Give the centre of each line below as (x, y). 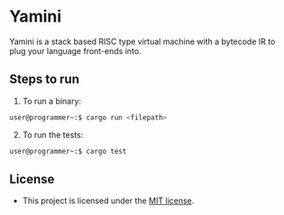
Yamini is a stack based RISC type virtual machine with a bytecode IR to (142, 41)
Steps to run (44, 80)
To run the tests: (53, 134)
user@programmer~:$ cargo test (68, 151)
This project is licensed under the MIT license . (108, 201)
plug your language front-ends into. (75, 50)
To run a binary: (52, 101)
